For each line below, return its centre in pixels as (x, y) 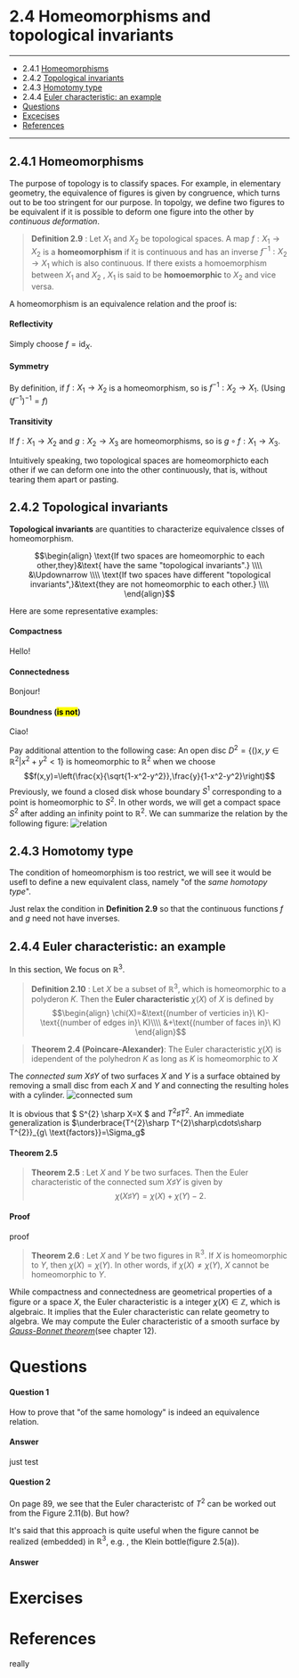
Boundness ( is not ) (45, 712)
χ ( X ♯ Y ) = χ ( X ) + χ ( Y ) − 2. (161, 1196)
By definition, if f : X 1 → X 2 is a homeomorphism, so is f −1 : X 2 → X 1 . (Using (147, 388)
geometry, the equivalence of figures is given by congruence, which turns (145, 193)
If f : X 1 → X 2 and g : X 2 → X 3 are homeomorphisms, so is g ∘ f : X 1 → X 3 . (145, 442)
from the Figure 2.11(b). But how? (69, 1513)
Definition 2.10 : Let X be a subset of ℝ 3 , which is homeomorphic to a (158, 988)
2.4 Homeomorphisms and (110, 17)
